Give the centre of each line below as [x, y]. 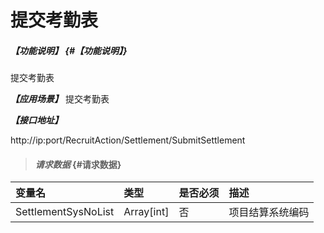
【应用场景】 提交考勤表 [60, 99]
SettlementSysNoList [65, 212]
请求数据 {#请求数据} [78, 164]
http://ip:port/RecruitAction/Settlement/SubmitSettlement [128, 140]
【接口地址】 [36, 120]
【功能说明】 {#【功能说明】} [69, 50]
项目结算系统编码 [269, 213]
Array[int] [146, 212]
